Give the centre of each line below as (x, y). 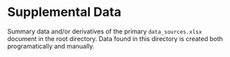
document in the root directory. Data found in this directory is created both (115, 38)
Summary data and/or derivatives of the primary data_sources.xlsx (105, 31)
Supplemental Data (64, 12)
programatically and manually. (51, 46)
